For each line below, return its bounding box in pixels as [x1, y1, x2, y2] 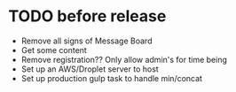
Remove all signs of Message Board [20, 35, 153, 46]
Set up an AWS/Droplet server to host [20, 64, 159, 74]
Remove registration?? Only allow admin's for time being [20, 54, 228, 65]
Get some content [20, 44, 88, 55]
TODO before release [8, 6, 167, 27]
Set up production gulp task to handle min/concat [20, 73, 203, 83]
